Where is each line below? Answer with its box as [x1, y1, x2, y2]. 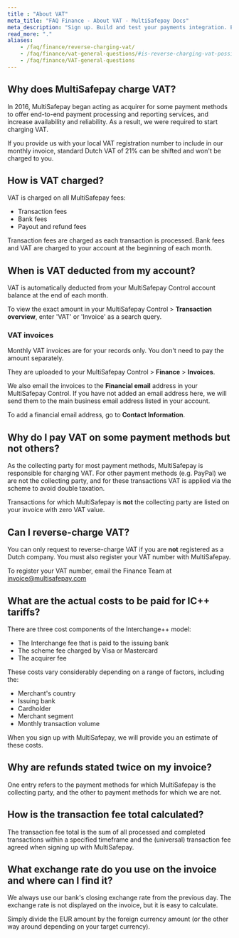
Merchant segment [17, 711, 73, 720]
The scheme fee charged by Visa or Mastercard [17, 646, 158, 655]
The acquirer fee [17, 653, 67, 662]
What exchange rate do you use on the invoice [7, 863, 217, 875]
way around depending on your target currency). [7, 922, 151, 931]
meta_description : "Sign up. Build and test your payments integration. [7, 24, 228, 31]
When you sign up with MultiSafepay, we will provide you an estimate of [7, 733, 218, 742]
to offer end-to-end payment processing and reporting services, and [7, 110, 208, 118]
